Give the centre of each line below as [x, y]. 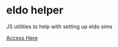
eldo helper [35, 10]
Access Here [22, 38]
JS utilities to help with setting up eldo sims [59, 26]
